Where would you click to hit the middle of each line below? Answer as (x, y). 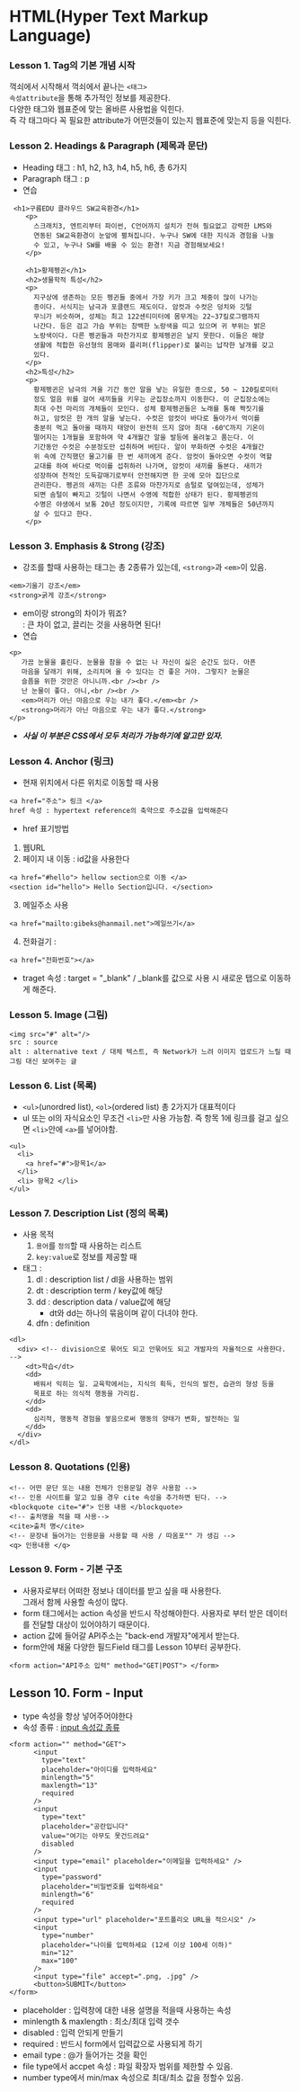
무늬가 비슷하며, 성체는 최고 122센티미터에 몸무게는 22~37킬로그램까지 (146, 317)
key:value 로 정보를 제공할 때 (86, 1257)
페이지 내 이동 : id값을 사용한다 (76, 859)
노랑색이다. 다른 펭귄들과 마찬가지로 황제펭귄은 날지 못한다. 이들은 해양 (149, 335)
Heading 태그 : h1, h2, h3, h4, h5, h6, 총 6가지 (105, 167)
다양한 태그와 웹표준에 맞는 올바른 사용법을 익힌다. (97, 109)
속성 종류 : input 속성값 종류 (71, 1727)
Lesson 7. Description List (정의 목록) (89, 1213)
